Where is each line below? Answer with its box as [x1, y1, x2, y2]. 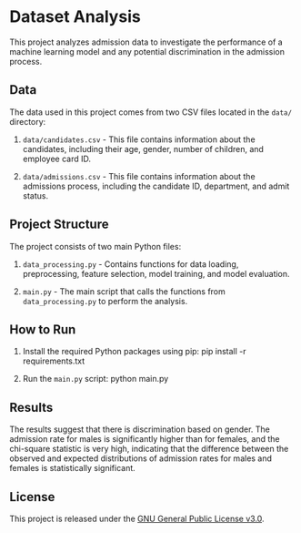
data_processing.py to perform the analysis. [22, 295, 188, 306]
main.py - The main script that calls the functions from [22, 285, 226, 297]
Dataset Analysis [9, 6, 141, 27]
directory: [9, 116, 46, 127]
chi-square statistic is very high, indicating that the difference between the [9, 444, 289, 455]
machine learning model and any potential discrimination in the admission [9, 46, 285, 56]
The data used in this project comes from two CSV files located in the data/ [9, 107, 293, 118]
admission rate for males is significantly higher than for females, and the [9, 434, 280, 445]
